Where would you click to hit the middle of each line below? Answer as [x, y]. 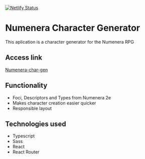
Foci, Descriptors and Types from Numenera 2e [62, 97]
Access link [24, 58]
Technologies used [36, 124]
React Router [26, 152]
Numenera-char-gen [27, 70]
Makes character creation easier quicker [54, 103]
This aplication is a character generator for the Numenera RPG [70, 42]
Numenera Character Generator [73, 28]
